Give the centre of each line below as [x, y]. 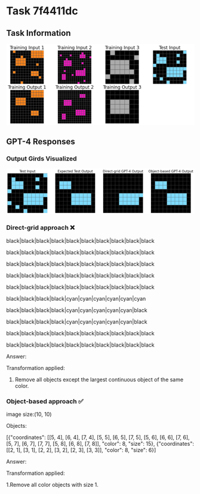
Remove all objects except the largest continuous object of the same [99, 379]
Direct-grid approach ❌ [41, 228]
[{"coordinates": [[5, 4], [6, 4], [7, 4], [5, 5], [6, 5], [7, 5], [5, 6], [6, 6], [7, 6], [98, 437]
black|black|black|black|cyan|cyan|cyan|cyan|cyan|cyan [76, 298]
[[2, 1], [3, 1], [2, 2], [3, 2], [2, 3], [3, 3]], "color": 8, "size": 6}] [81, 450]
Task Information [39, 33]
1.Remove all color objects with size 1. [52, 484]
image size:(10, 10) [29, 414]
